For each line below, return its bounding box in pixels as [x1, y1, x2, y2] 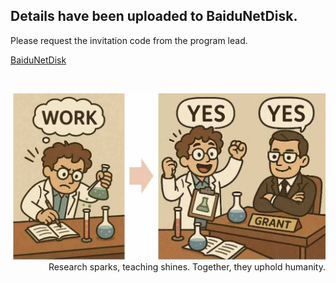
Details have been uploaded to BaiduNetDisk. [10, 8, 298, 25]
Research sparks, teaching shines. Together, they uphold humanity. [48, 260, 326, 273]
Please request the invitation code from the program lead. [10, 34, 248, 46]
